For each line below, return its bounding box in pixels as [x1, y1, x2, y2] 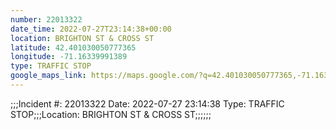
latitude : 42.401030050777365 [10, 42, 137, 53]
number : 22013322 [10, 14, 83, 25]
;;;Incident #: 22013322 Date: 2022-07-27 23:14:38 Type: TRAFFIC [10, 97, 285, 110]
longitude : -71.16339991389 [10, 52, 128, 62]
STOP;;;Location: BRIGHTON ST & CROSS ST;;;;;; [10, 108, 212, 120]
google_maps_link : [10, 71, 87, 81]
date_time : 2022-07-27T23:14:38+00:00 [10, 24, 172, 34]
